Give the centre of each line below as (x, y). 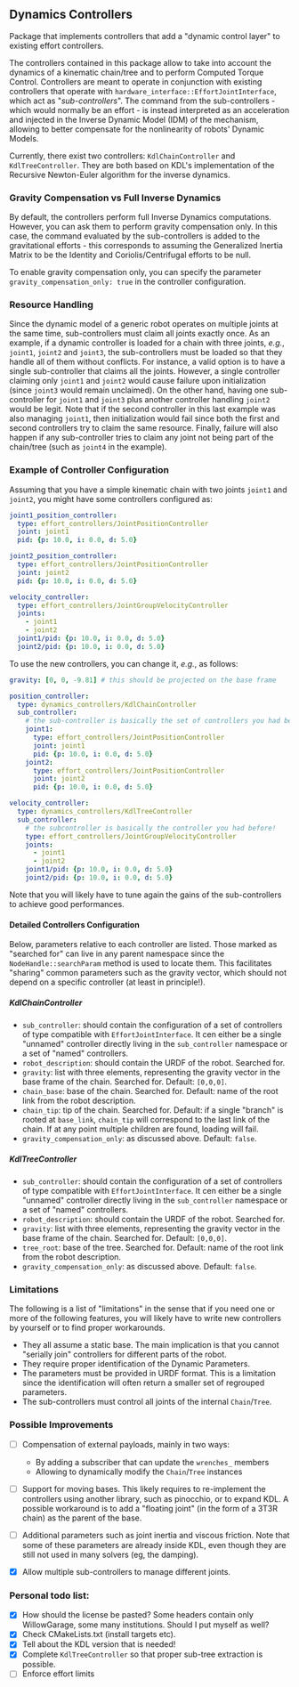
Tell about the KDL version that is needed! (99, 1644)
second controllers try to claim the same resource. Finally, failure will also (144, 428)
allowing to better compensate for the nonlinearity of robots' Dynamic (137, 129)
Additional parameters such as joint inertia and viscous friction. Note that (156, 1535)
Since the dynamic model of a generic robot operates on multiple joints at (144, 324)
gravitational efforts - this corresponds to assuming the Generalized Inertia (146, 246)
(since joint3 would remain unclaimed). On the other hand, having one (139, 390)
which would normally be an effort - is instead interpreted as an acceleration (149, 109)
